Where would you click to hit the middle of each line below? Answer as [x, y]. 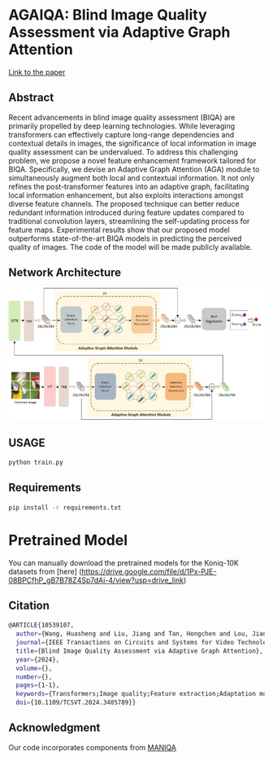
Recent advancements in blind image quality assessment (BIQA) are [122, 117]
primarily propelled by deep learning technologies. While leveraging [122, 126]
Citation [29, 605]
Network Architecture [65, 273]
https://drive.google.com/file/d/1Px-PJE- [149, 571]
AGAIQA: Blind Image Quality [108, 15]
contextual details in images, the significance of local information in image [132, 143]
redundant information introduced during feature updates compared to [127, 212]
